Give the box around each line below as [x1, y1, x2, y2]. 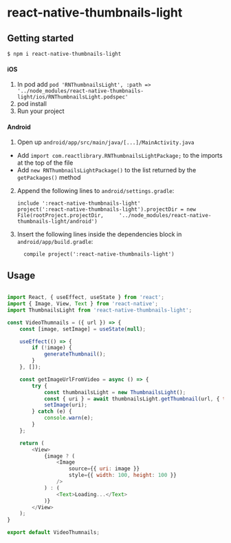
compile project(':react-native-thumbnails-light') [23, 251, 175, 258]
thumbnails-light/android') [16, 218, 98, 225]
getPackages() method [16, 174, 81, 182]
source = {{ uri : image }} [68, 465, 140, 473]
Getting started [7, 32, 74, 44]
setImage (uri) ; [43, 402, 88, 409]
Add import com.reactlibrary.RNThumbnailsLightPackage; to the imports [16, 152, 223, 160]
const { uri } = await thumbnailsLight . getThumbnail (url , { [43, 395, 220, 402]
